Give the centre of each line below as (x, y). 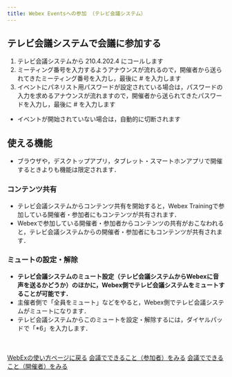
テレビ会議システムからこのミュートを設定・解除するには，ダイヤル (114, 320)
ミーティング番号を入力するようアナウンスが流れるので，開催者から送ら (119, 70)
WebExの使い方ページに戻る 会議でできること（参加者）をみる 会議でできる (115, 358)
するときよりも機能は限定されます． (68, 169)
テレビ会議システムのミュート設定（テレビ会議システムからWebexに (115, 276)
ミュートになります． (60, 311)
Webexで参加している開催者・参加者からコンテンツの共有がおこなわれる (120, 223)
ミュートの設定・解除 (42, 260)
